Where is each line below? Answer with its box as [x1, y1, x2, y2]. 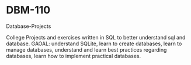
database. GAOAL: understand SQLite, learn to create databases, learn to [6, 40, 182, 47]
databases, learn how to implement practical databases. [6, 52, 141, 59]
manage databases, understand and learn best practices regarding [6, 46, 167, 53]
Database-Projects [6, 23, 51, 30]
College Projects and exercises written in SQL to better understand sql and [6, 34, 186, 41]
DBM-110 [6, 3, 51, 17]
